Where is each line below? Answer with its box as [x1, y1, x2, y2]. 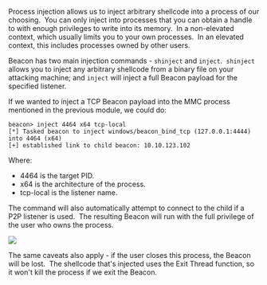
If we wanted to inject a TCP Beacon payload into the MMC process [8, 97, 231, 106]
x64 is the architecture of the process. [19, 179, 146, 189]
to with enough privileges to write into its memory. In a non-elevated [8, 24, 234, 33]
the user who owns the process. [8, 221, 114, 229]
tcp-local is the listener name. [19, 188, 118, 197]
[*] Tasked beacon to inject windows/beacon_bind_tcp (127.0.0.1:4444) [8, 127, 251, 135]
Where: [8, 155, 33, 165]
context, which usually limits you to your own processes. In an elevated [8, 32, 245, 41]
